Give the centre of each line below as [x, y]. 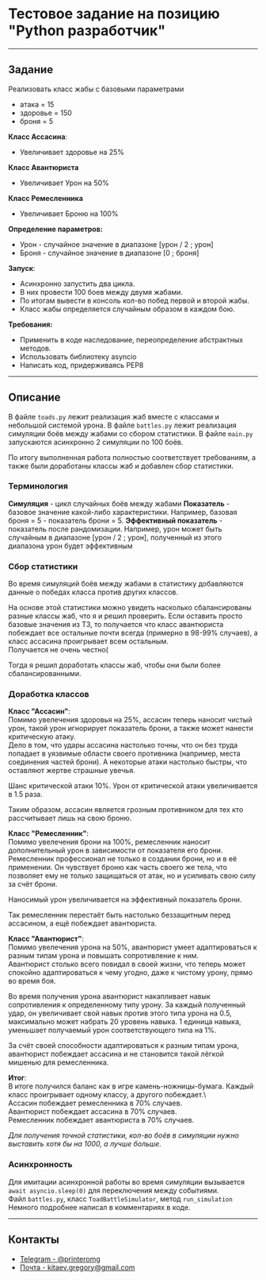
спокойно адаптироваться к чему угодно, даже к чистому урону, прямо [131, 973]
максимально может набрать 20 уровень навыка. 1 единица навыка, [125, 1022]
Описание [34, 398]
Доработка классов [49, 694]
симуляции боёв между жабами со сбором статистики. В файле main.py [131, 433]
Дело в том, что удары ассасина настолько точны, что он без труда [123, 745]
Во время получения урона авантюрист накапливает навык [110, 996]
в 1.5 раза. [26, 795]
